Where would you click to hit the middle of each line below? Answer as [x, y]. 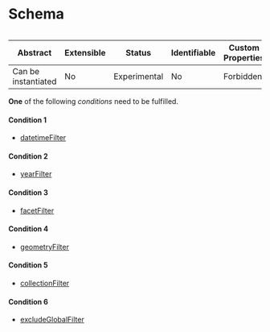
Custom [244, 48]
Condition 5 [28, 265]
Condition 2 [28, 156]
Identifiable [194, 52]
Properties [244, 57]
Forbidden [243, 76]
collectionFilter [45, 283]
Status [138, 52]
